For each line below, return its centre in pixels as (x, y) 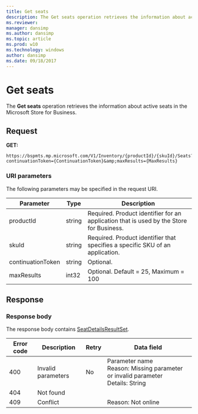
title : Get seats (27, 11)
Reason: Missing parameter (145, 369)
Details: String (126, 383)
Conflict (48, 402)
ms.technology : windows (35, 50)
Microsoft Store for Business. (42, 112)
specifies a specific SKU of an (129, 245)
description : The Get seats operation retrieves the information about (96, 17)
